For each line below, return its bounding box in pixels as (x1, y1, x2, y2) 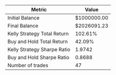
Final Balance (7, 22, 39, 29)
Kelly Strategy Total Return (7, 30, 69, 37)
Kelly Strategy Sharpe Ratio (7, 46, 70, 53)
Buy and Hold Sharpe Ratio (7, 54, 70, 60)
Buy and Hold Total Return (7, 38, 68, 45)
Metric (31, 6, 47, 13)
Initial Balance (7, 15, 40, 21)
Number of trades (7, 62, 48, 69)
